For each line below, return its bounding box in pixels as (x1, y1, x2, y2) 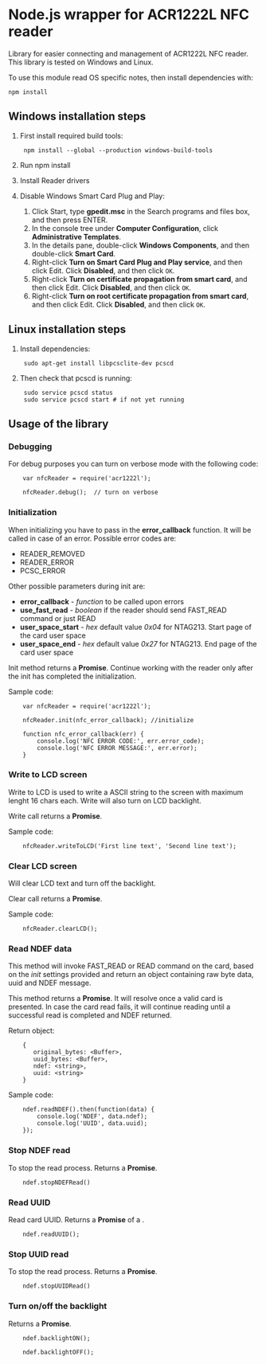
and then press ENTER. (31, 215, 108, 225)
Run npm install (19, 160, 71, 170)
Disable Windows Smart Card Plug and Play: (19, 191, 165, 201)
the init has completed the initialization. (8, 671, 137, 681)
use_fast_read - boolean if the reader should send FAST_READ (19, 605, 227, 615)
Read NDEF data (8, 944, 72, 955)
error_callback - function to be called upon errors (19, 596, 185, 606)
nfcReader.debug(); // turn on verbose (22, 488, 158, 497)
